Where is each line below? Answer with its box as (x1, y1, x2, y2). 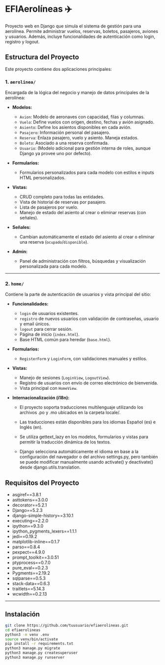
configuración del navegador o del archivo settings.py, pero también (19, 454, 158, 460)
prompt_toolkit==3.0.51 (12, 554, 59, 561)
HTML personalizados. (19, 175, 66, 181)
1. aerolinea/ (5, 78, 36, 85)
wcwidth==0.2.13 (12, 591, 47, 597)
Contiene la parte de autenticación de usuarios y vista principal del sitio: (5, 291, 151, 297)
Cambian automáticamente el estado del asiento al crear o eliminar (19, 234, 155, 240)
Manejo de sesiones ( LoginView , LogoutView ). (19, 375, 110, 381)
